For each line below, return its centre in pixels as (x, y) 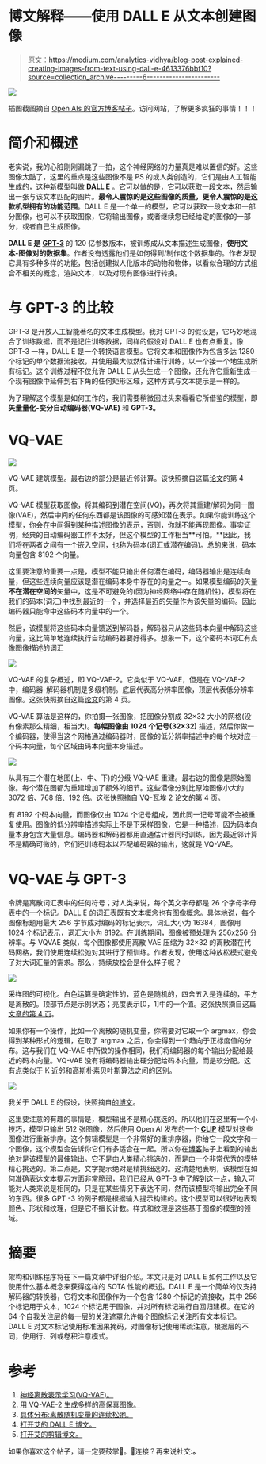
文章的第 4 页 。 (33, 1013)
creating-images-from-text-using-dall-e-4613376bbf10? (120, 68)
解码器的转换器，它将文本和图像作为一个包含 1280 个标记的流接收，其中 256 (133, 1296)
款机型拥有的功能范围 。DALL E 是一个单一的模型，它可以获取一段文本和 (125, 206)
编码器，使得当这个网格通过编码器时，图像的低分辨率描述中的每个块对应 (133, 736)
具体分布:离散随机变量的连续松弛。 (76, 1414)
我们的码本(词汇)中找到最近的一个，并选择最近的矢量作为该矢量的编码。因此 (132, 601)
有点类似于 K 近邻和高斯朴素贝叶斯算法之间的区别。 (92, 1070)
